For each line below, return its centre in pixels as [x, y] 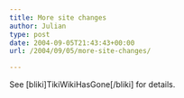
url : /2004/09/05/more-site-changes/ [80, 51]
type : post [30, 34]
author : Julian [38, 26]
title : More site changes [58, 18]
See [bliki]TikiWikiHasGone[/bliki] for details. [92, 85]
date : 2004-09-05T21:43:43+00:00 [72, 43]
